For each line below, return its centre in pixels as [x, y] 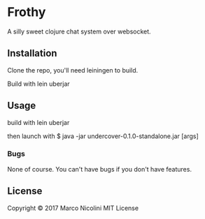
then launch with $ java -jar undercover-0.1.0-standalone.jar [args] [103, 136]
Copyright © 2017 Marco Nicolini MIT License [73, 208]
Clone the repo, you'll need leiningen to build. [73, 70]
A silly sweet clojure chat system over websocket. [79, 31]
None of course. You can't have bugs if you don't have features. [100, 169]
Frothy [27, 12]
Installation [32, 53]
